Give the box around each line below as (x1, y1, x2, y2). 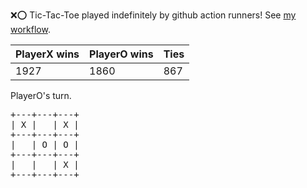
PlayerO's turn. (10, 90, 72, 101)
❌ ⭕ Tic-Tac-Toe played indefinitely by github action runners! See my (10, 9, 297, 21)
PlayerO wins (89, 47, 154, 61)
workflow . (10, 24, 51, 35)
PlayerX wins (15, 47, 80, 61)
